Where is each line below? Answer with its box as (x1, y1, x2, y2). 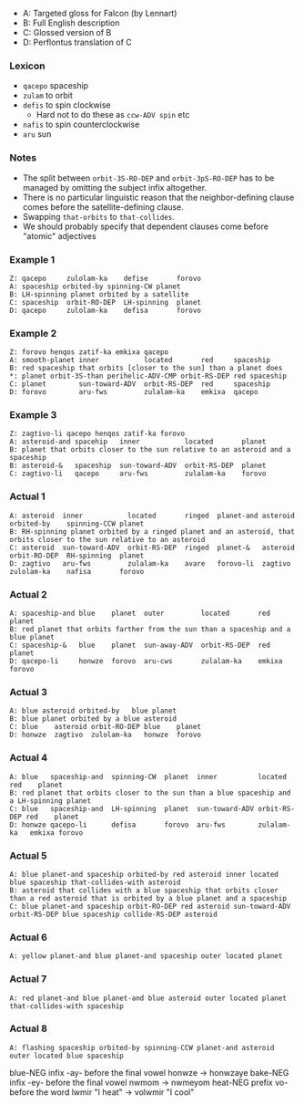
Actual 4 (9, 752, 48, 765)
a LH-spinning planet (9, 796, 92, 806)
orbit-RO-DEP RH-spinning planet (9, 551, 145, 560)
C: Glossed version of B (22, 27, 112, 37)
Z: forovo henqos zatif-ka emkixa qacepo (9, 348, 169, 357)
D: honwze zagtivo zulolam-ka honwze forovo (9, 730, 202, 740)
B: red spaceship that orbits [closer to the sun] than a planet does (9, 364, 283, 373)
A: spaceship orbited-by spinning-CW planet (9, 282, 181, 291)
